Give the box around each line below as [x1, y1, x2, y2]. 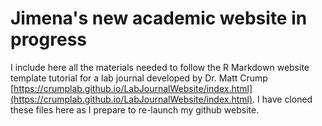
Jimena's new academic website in [10, 7, 308, 30]
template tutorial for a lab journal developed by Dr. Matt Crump [10, 72, 268, 84]
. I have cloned [252, 93, 313, 105]
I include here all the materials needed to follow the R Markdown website [10, 61, 310, 73]
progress [10, 28, 87, 51]
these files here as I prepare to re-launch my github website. [10, 103, 260, 116]
